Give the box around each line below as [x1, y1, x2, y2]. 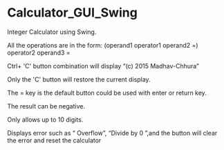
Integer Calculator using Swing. [7, 28, 97, 36]
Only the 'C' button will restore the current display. [7, 75, 151, 84]
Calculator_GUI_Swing [7, 5, 138, 21]
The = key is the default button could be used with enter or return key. [7, 88, 207, 97]
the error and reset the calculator [7, 136, 102, 144]
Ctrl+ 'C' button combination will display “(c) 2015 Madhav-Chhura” [7, 62, 199, 70]
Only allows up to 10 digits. [7, 115, 84, 124]
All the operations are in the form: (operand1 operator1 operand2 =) [7, 41, 198, 49]
